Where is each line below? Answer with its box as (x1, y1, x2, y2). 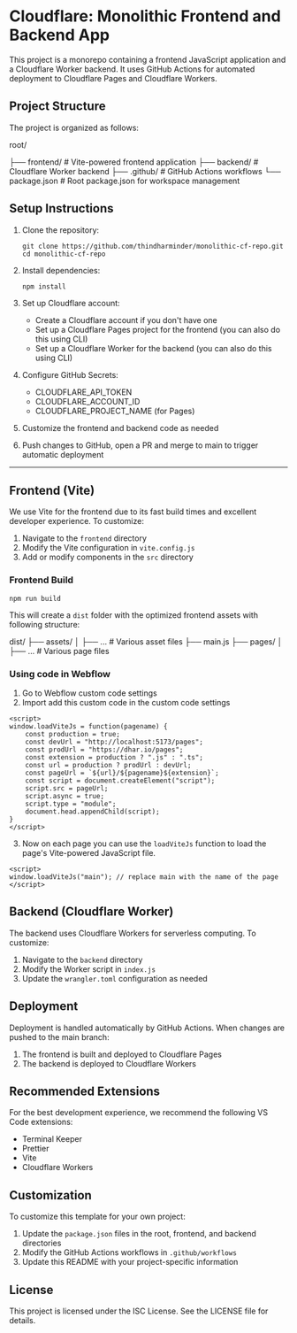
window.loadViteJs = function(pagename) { (9, 721, 168, 731)
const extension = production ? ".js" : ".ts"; (25, 752, 203, 762)
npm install (21, 281, 66, 291)
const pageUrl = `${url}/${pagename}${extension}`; (25, 768, 219, 777)
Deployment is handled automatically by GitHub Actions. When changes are (9, 1022, 286, 1033)
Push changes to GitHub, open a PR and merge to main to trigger (21, 440, 259, 451)
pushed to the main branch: (9, 1031, 110, 1042)
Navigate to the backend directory (21, 954, 143, 965)
